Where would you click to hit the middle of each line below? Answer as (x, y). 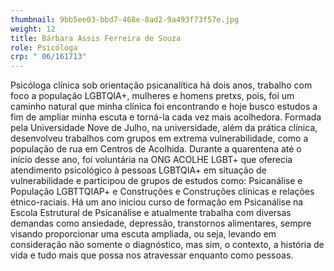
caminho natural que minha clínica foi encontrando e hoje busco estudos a (164, 107)
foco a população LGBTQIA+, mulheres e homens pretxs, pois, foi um (152, 96)
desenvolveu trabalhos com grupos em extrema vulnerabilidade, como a (159, 138)
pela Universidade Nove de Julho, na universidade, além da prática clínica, (164, 128)
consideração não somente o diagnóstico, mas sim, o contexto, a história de (167, 245)
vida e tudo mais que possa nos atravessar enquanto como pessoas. (152, 255)
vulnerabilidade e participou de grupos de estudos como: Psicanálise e (156, 181)
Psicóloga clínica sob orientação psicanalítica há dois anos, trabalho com (161, 85)
